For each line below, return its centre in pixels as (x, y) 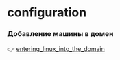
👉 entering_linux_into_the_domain (56, 49)
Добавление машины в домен (61, 34)
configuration (47, 13)
